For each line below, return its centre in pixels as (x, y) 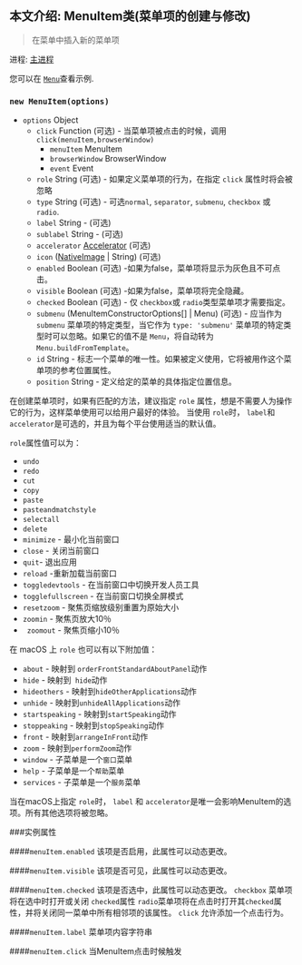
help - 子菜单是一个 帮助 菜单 (73, 771)
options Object (50, 120)
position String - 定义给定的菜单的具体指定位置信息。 (136, 382)
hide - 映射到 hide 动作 (65, 680)
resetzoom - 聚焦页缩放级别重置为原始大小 (101, 607)
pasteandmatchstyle (59, 510)
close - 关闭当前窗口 (61, 551)
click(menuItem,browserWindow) (95, 140)
